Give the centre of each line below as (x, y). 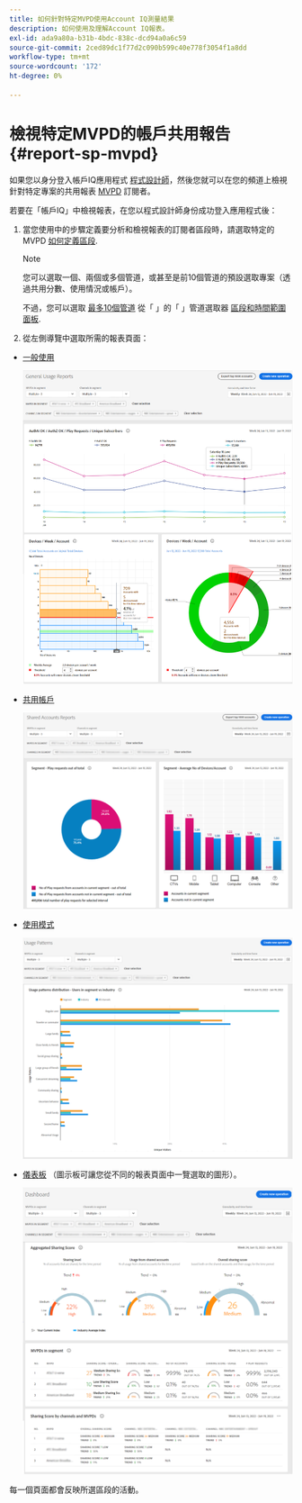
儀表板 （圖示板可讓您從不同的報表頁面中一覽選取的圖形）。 (132, 1174)
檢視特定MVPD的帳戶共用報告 (120, 134)
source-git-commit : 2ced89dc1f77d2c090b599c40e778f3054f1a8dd (128, 48)
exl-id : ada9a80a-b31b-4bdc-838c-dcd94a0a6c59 (98, 38)
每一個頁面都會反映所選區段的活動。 (76, 1489)
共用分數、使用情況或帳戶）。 (84, 288)
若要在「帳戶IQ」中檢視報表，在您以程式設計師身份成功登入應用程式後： (143, 210)
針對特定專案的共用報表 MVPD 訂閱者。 (82, 191)
